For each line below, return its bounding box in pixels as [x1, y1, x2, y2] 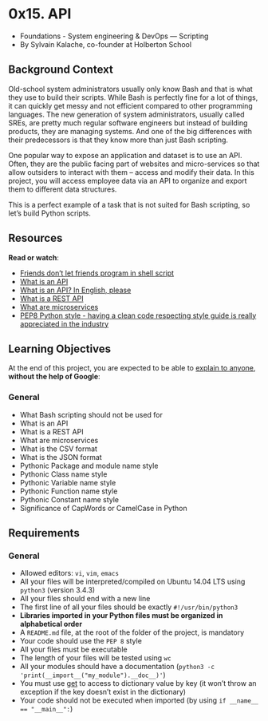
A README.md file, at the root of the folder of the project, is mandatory [19, 628, 245, 637]
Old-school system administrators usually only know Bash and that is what [8, 84, 253, 93]
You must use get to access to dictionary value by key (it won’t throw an [19, 679, 257, 688]
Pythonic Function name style [19, 486, 118, 496]
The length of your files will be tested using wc [19, 653, 171, 663]
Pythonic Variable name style [19, 477, 116, 487]
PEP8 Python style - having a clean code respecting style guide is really [19, 311, 257, 320]
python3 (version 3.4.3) [19, 585, 96, 595]
